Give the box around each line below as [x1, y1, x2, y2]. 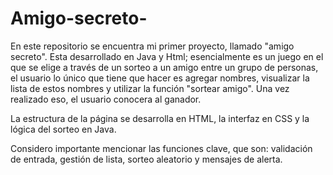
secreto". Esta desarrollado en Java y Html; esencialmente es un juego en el [10, 50, 324, 62]
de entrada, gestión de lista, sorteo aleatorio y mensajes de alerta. [10, 153, 283, 165]
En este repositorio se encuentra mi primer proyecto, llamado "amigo [10, 40, 295, 52]
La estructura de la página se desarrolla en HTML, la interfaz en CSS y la [10, 112, 310, 124]
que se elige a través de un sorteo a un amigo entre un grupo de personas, [10, 61, 319, 73]
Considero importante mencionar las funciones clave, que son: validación [10, 142, 313, 154]
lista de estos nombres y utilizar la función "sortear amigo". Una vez [10, 82, 290, 94]
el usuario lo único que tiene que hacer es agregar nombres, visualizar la [10, 72, 310, 84]
